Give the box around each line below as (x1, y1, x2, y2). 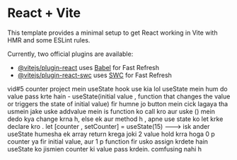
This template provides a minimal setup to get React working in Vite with (7, 28, 218, 37)
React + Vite (7, 5, 81, 21)
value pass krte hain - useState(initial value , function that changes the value (7, 92, 231, 101)
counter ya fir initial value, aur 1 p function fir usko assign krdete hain (7, 137, 209, 146)
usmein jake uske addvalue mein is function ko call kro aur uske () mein (7, 107, 216, 115)
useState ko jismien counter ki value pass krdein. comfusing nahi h (7, 144, 202, 153)
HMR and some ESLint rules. (7, 35, 91, 44)
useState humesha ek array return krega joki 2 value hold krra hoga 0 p (7, 130, 216, 138)
